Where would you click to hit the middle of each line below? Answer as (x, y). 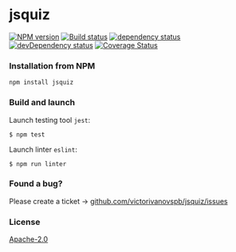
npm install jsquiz (41, 83)
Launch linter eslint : (43, 149)
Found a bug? (36, 183)
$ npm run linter (38, 164)
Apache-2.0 (29, 239)
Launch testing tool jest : (50, 120)
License (25, 222)
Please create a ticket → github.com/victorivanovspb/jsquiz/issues (118, 201)
